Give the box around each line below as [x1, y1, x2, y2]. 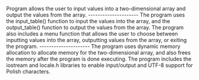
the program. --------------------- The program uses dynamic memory [6, 43, 181, 50]
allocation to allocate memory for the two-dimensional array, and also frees [6, 49, 191, 56]
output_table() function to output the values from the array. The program [6, 24, 184, 31]
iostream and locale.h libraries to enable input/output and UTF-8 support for [6, 62, 194, 69]
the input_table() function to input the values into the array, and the [6, 18, 170, 24]
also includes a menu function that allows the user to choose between [6, 30, 178, 37]
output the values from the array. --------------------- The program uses [6, 11, 185, 18]
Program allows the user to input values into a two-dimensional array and [6, 5, 186, 12]
